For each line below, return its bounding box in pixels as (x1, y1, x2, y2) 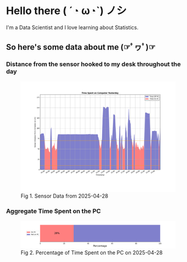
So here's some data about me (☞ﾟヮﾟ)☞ (6, 42, 156, 52)
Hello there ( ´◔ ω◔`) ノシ (6, 4, 127, 18)
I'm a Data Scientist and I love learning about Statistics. (6, 23, 138, 31)
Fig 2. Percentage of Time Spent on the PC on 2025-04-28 (20, 249, 163, 256)
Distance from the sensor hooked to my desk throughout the (6, 60, 181, 68)
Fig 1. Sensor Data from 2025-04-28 (20, 192, 109, 199)
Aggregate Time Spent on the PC (6, 207, 101, 215)
